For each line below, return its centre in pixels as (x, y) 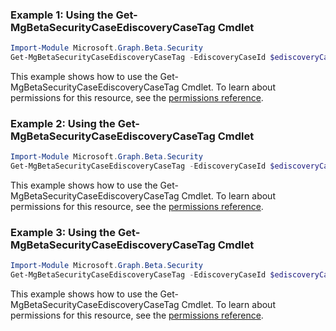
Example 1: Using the (62, 15)
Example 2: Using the (63, 123)
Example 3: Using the (63, 233)
